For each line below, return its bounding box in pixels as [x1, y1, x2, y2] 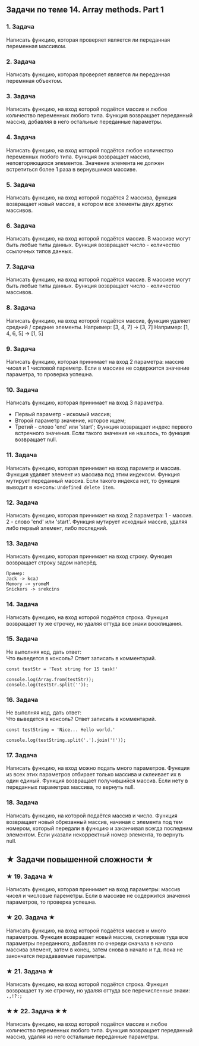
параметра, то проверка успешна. [6, 371, 94, 378]
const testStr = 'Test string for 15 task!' [6, 666, 118, 672]
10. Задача [6, 385, 39, 394]
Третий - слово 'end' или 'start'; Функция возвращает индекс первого [14, 423, 192, 430]
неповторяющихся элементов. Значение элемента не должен [6, 159, 165, 166]
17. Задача [6, 751, 37, 760]
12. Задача [6, 498, 39, 507]
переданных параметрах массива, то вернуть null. [6, 783, 135, 791]
